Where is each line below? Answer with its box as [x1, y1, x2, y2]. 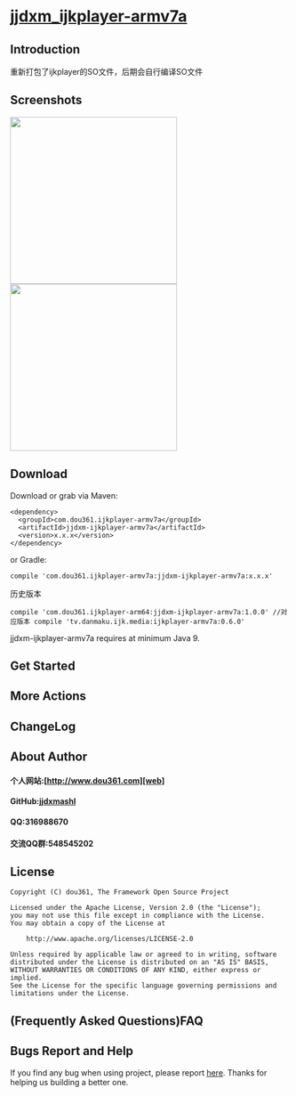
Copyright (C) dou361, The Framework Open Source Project [10, 888, 229, 897]
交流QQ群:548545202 [10, 838, 94, 848]
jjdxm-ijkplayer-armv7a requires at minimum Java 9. [10, 632, 201, 643]
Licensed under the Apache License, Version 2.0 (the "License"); [10, 904, 261, 913]
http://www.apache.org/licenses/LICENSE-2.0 [26, 935, 194, 944]
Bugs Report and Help [10, 1043, 134, 1059]
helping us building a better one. [10, 1076, 129, 1087]
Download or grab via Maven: [10, 490, 118, 500]
